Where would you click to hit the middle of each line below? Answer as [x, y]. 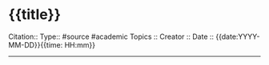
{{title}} [35, 15]
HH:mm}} [80, 44]
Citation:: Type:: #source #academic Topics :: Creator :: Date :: [111, 36]
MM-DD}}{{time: [36, 44]
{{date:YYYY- [238, 36]
